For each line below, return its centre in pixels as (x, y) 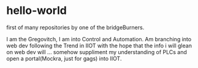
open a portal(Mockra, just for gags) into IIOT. (64, 58)
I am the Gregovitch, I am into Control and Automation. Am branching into (99, 39)
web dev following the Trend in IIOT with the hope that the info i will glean (99, 46)
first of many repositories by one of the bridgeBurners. (75, 27)
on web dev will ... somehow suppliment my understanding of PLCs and (97, 52)
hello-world (37, 11)
